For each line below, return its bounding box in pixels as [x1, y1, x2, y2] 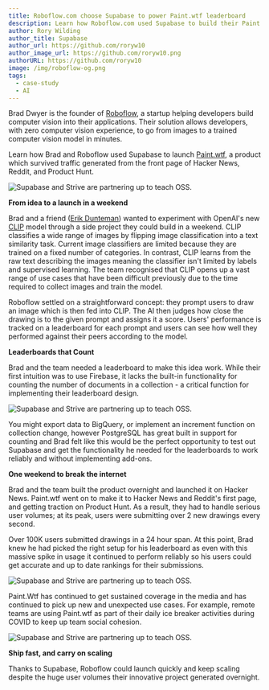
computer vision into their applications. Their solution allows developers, [8, 117, 248, 127]
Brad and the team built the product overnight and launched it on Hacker [8, 485, 249, 495]
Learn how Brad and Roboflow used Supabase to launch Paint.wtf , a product [8, 150, 261, 159]
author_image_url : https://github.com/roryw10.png [8, 49, 181, 57]
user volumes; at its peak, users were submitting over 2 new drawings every [8, 511, 261, 520]
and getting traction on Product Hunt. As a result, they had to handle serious [8, 502, 261, 511]
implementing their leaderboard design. [8, 388, 139, 398]
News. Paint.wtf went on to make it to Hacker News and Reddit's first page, [8, 494, 257, 503]
